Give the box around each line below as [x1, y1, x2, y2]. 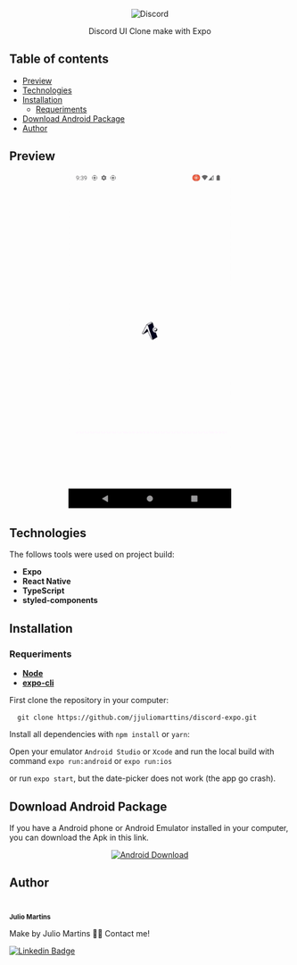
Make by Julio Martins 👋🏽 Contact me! [9, 927, 150, 938]
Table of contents [9, 52, 109, 67]
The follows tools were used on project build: [9, 550, 175, 560]
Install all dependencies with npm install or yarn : [9, 729, 190, 740]
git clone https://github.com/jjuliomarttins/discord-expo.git [17, 713, 257, 723]
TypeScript [21, 585, 65, 596]
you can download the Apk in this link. [9, 832, 149, 843]
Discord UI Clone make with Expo [88, 26, 211, 36]
